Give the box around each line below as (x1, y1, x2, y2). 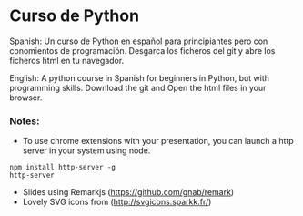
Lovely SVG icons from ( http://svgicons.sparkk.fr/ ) (22, 197, 212, 208)
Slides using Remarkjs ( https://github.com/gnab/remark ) (22, 187, 235, 198)
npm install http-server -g (9, 163, 116, 172)
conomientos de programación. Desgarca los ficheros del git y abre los (9, 45, 276, 56)
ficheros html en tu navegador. (9, 55, 125, 66)
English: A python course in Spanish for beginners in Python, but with (9, 72, 270, 83)
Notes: (9, 115, 40, 128)
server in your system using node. (22, 145, 151, 156)
